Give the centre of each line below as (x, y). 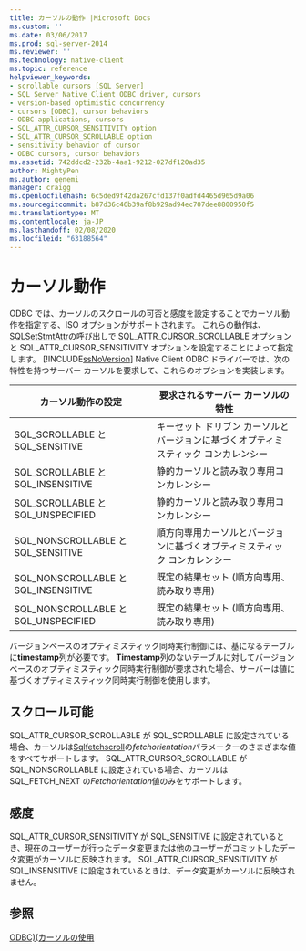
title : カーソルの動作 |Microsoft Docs (80, 18)
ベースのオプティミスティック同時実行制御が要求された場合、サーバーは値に (153, 669)
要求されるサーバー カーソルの (224, 395)
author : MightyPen (44, 171)
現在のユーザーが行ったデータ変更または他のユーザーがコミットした (153, 847)
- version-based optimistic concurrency (87, 103)
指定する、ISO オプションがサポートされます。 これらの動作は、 (145, 325)
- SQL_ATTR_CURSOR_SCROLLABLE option (81, 137)
